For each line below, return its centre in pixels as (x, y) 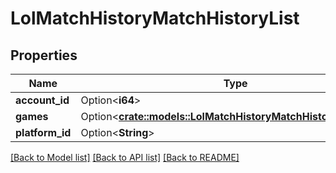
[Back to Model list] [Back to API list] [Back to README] (125, 157)
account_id (42, 100)
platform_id (43, 132)
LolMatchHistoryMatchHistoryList (155, 18)
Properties (44, 55)
